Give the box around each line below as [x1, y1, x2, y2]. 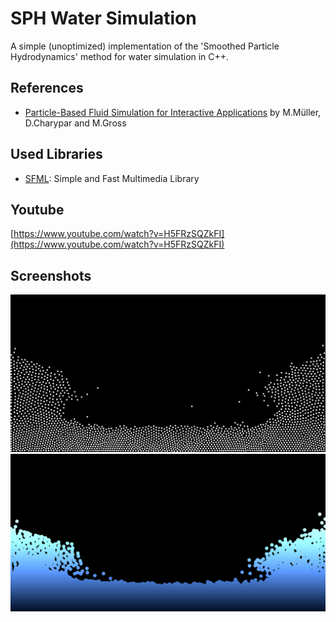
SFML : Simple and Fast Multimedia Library [24, 172, 200, 184]
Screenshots [10, 267, 92, 284]
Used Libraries [10, 146, 103, 163]
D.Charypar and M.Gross [24, 117, 127, 129]
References [10, 80, 84, 97]
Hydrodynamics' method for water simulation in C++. [10, 50, 230, 62]
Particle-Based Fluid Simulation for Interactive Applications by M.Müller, [24, 106, 322, 118]
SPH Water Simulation [10, 7, 197, 30]
